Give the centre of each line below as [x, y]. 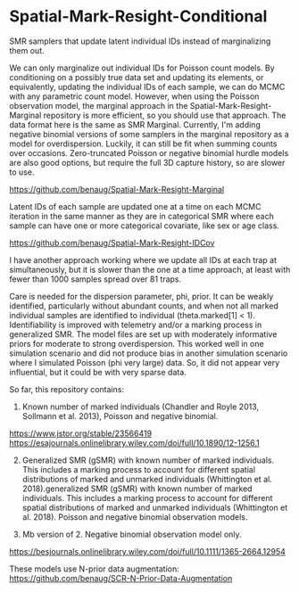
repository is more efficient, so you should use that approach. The [165, 115]
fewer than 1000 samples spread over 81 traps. [96, 279]
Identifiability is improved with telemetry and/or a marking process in [136, 325]
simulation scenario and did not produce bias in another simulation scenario [149, 353]
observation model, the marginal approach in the [99, 105]
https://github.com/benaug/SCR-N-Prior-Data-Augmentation [121, 578]
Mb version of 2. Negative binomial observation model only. [132, 534]
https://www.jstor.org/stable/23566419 [81, 433]
